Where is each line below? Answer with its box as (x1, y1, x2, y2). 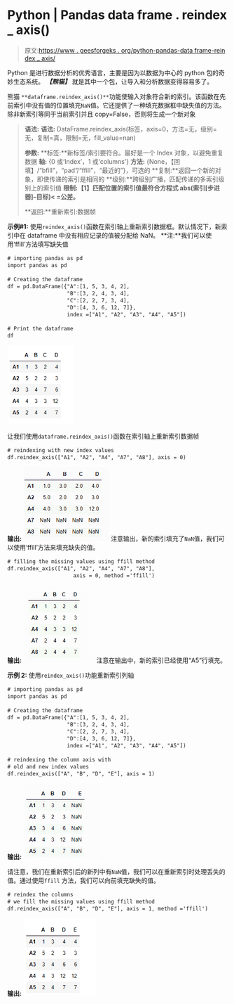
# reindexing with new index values (7, 446, 114, 453)
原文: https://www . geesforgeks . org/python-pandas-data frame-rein (24, 46, 226, 54)
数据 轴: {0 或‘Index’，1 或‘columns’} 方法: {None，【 (24, 157, 174, 165)
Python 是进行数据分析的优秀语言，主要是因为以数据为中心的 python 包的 (7, 68, 219, 77)
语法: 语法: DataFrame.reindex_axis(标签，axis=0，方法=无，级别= (24, 124, 217, 133)
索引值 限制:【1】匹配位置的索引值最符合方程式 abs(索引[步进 (43, 184, 221, 192)
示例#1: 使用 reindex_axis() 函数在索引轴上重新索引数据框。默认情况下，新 (7, 222, 221, 231)
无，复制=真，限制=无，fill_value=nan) (24, 134, 137, 142)
